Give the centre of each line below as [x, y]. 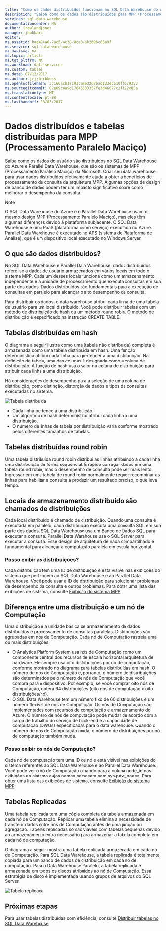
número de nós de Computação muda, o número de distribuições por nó [86, 731]
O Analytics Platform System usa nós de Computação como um [77, 652]
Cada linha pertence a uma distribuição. [53, 410]
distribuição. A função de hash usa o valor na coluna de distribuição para [80, 366]
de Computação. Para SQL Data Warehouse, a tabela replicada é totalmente [82, 855]
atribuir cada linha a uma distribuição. [43, 371]
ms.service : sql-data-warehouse [38, 47]
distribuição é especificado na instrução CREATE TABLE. [63, 317]
